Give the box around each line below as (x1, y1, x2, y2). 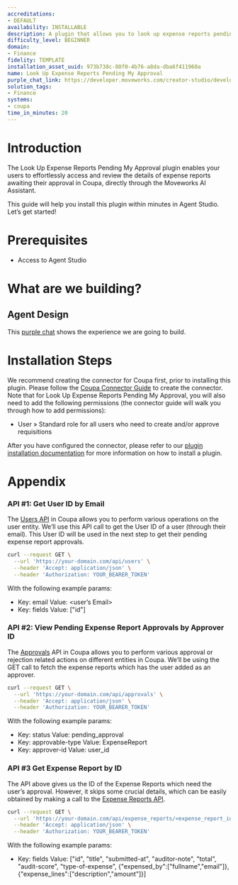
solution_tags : (7, 83, 52, 90)
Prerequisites (7, 232, 89, 248)
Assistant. (7, 186, 37, 194)
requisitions (17, 427, 52, 436)
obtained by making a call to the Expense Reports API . (7, 794, 166, 803)
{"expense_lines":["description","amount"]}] (17, 870, 147, 879)
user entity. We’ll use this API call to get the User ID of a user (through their (7, 522, 227, 531)
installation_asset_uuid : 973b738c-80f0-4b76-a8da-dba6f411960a (7, 63, 201, 70)
